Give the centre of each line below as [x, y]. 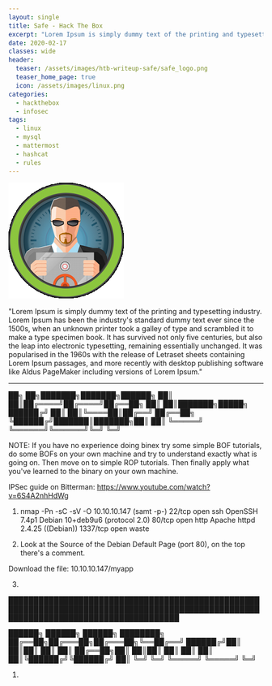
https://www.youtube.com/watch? [153, 486]
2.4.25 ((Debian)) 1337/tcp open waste [85, 529]
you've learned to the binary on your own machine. [93, 471]
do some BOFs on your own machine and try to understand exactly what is [133, 454]
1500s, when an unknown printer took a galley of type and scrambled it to [131, 328]
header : [21, 60]
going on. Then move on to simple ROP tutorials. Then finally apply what [129, 462]
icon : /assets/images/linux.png [70, 85]
